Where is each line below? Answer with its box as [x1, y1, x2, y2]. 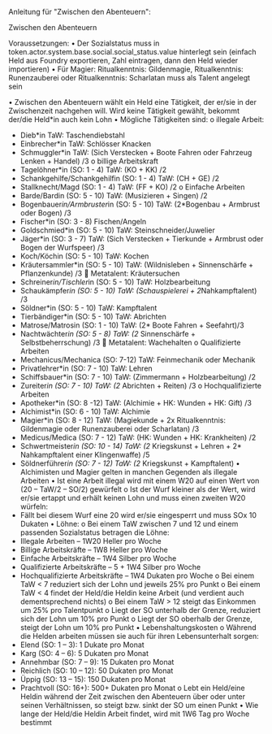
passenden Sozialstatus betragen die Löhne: [19, 528, 170, 537]
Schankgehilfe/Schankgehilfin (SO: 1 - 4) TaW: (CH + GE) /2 [19, 174, 220, 183]
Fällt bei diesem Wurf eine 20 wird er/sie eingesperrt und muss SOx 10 [19, 510, 257, 519]
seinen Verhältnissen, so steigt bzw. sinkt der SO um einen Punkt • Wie [19, 701, 259, 710]
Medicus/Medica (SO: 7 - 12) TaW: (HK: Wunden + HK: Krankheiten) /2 [19, 432, 257, 442]
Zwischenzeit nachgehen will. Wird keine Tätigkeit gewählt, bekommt [8, 106, 240, 115]
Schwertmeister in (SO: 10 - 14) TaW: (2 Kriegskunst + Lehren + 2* [19, 441, 242, 450]
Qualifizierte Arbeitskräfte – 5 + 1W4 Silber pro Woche [19, 562, 201, 571]
